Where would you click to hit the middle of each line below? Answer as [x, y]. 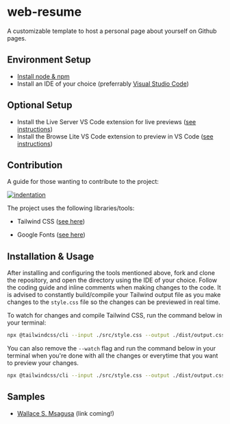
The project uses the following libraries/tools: [71, 208]
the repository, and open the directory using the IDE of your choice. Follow [112, 280]
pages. [17, 38]
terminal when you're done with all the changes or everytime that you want [113, 356]
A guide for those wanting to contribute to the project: [83, 182]
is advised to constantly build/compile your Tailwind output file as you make [114, 295]
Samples [26, 397]
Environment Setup [49, 60]
